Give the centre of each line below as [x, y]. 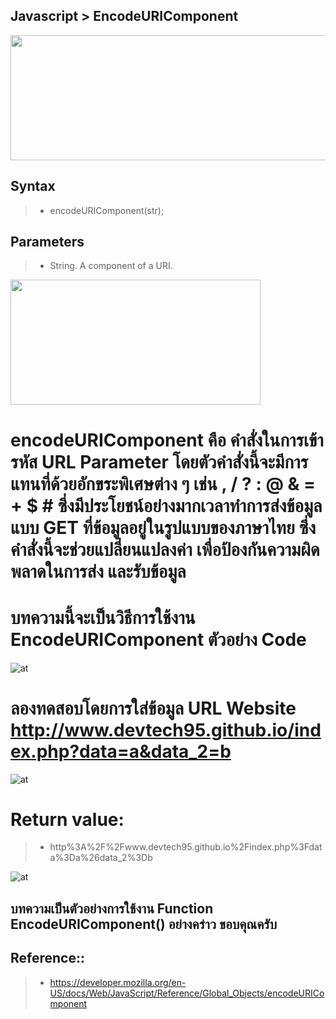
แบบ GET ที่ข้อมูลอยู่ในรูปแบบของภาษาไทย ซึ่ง [163, 527]
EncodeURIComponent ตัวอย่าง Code [158, 639]
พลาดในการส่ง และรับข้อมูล [98, 571]
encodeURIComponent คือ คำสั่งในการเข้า [167, 440]
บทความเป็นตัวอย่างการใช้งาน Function [112, 908]
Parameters [47, 242]
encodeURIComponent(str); [107, 210]
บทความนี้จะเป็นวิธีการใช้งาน [103, 617]
